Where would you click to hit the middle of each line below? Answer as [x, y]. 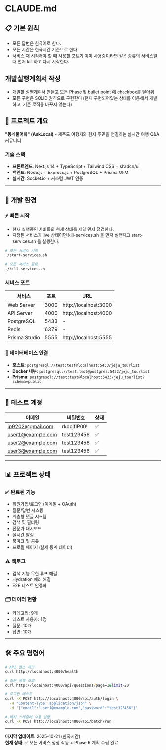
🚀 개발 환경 [21, 201]
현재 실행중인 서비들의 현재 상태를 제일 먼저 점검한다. [63, 229]
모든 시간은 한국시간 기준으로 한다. [45, 49]
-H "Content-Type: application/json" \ [51, 703]
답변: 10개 [22, 631]
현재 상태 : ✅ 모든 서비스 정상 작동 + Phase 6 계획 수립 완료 [62, 743]
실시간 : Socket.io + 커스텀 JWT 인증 [47, 178]
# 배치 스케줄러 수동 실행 [28, 717]
